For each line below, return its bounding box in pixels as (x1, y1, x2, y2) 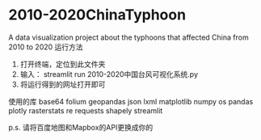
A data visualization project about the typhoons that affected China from (8, 32, 249, 42)
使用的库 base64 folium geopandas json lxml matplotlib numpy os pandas (8, 96, 254, 106)
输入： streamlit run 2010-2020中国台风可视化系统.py (19, 69, 199, 78)
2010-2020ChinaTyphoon (8, 6, 187, 24)
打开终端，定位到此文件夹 (19, 59, 106, 69)
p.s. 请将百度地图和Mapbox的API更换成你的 (8, 122, 154, 132)
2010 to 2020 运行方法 (8, 42, 83, 52)
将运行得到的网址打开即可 (19, 79, 106, 89)
